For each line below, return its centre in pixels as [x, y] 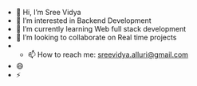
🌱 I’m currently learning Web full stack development [101, 29]
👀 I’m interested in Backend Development [83, 21]
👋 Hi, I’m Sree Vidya [48, 12]
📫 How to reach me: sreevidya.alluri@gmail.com [108, 54]
